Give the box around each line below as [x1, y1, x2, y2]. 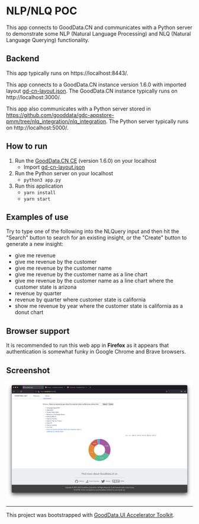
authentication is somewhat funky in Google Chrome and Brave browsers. [6, 348, 187, 355]
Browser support [6, 326, 70, 336]
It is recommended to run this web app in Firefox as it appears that [6, 342, 169, 349]
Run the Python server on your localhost [14, 169, 114, 176]
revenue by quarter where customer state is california [14, 296, 146, 304]
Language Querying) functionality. [6, 36, 90, 43]
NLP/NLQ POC [6, 4, 78, 18]
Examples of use [6, 212, 69, 222]
